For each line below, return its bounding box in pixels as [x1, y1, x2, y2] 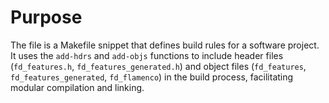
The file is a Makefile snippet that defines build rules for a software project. [10, 39, 320, 51]
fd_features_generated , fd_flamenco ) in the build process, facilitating [10, 71, 294, 83]
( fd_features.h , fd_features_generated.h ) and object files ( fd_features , [10, 60, 307, 72]
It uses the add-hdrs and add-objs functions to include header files [10, 49, 284, 61]
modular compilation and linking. [10, 81, 145, 93]
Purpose [10, 6, 83, 29]
